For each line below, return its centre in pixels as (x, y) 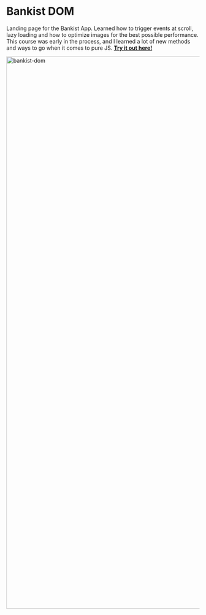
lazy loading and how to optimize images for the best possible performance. (103, 34)
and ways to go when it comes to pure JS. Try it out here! (79, 48)
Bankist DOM (40, 11)
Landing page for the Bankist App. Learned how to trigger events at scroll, (100, 28)
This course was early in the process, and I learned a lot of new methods (98, 41)
